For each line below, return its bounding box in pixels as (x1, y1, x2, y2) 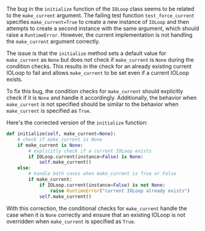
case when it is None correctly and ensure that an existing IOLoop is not (6, 211, 185, 218)
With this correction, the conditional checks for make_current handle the (6, 205, 187, 212)
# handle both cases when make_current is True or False (28, 171, 176, 177)
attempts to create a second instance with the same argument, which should (6, 25, 199, 32)
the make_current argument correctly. (6, 38, 100, 45)
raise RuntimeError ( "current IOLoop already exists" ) (50, 187, 190, 194)
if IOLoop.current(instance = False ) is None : (28, 153, 144, 160)
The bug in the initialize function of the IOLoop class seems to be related (6, 6, 195, 12)
